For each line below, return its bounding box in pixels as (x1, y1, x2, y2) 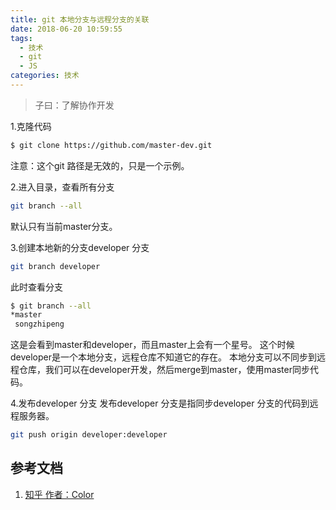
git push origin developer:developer (10, 430, 168, 440)
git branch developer (10, 261, 101, 271)
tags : (10, 33, 33, 43)
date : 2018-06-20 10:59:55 (10, 24, 123, 34)
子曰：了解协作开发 (34, 99, 115, 111)
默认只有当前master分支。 (10, 220, 118, 232)
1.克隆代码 (10, 120, 52, 132)
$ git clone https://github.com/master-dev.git (10, 140, 213, 150)
